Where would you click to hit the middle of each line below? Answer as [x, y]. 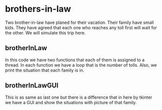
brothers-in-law [38, 9]
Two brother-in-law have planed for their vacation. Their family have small [80, 22]
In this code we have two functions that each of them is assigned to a [75, 60]
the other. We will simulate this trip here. [45, 33]
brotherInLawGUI [32, 85]
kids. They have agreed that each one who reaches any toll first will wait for [81, 27]
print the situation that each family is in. [45, 70]
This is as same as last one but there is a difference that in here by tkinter [79, 97]
